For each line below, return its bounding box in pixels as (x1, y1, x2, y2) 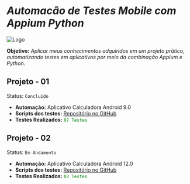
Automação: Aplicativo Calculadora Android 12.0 (15, 160, 133, 167)
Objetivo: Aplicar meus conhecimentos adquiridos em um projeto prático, (6, 47, 185, 54)
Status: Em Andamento (6, 148, 57, 156)
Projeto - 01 (6, 77, 50, 87)
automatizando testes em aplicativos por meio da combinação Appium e (6, 53, 183, 60)
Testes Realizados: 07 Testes (15, 116, 88, 123)
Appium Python (6, 16, 84, 30)
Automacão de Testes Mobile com (6, 4, 177, 18)
